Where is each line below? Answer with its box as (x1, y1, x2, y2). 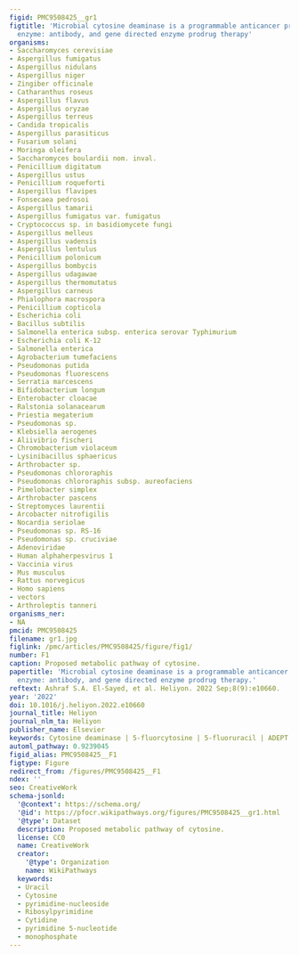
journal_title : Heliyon (9, 709, 98, 718)
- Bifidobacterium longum (9, 386, 105, 395)
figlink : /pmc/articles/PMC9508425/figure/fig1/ (9, 642, 193, 651)
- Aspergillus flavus (9, 95, 90, 105)
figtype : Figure (9, 758, 69, 767)
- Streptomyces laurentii (9, 502, 105, 510)
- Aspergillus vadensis (9, 237, 98, 246)
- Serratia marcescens (9, 378, 93, 387)
